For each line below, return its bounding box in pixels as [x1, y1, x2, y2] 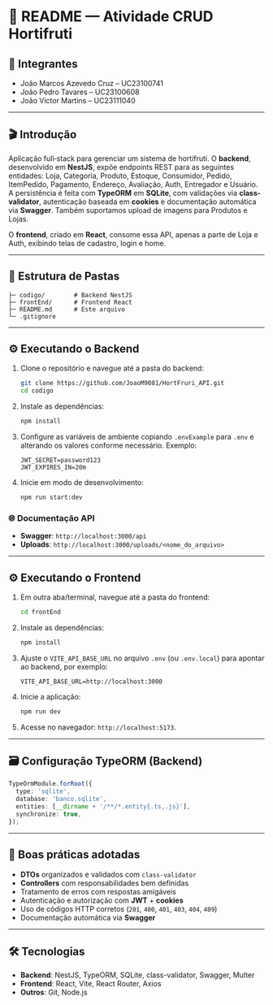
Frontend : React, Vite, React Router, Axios [19, 979, 162, 989]
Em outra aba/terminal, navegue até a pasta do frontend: [19, 592, 210, 602]
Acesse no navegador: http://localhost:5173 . [19, 722, 176, 732]
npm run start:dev [19, 493, 83, 502]
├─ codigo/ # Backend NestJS [8, 291, 132, 299]
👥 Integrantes [8, 57, 79, 71]
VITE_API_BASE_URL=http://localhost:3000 [19, 678, 162, 686]
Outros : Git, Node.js [19, 987, 88, 998]
